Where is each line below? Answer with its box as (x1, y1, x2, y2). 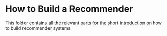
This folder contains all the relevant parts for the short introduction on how (5, 20, 162, 26)
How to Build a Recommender (5, 3, 133, 15)
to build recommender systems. (5, 25, 73, 31)
